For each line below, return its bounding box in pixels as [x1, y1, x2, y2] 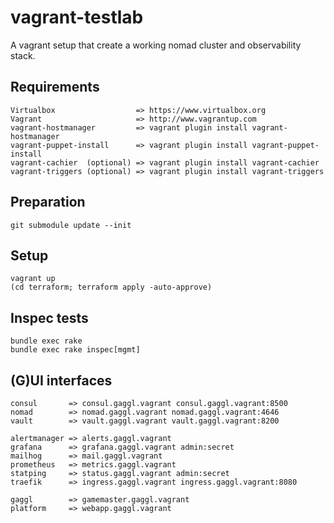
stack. [10, 49, 36, 61]
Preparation [10, 194, 86, 211]
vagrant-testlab [10, 6, 144, 29]
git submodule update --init [10, 220, 132, 230]
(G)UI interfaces [10, 372, 113, 389]
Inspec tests [10, 309, 89, 326]
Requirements [10, 79, 100, 96]
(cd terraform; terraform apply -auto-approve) [10, 282, 213, 293]
